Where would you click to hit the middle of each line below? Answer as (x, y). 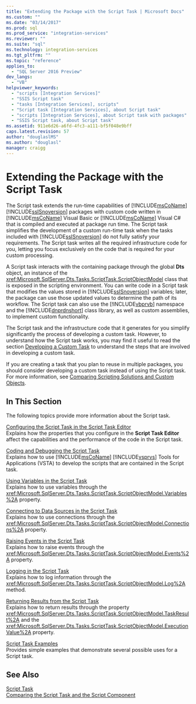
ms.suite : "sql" (26, 45)
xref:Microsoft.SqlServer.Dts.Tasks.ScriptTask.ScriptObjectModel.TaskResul (97, 614)
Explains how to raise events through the (55, 547)
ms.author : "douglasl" (34, 142)
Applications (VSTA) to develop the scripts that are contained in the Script (95, 463)
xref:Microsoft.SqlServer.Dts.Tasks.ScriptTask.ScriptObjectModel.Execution (97, 626)
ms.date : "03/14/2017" (34, 22)
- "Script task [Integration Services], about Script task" (86, 110)
